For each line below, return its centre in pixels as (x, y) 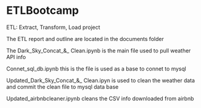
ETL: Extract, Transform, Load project (53, 27)
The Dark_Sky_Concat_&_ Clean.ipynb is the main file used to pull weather (99, 50)
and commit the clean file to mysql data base (63, 87)
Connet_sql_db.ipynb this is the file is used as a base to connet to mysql (96, 68)
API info (16, 57)
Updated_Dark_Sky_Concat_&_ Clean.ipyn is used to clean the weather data (101, 80)
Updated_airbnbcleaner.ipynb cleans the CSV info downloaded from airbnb (100, 98)
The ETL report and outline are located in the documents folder (85, 39)
